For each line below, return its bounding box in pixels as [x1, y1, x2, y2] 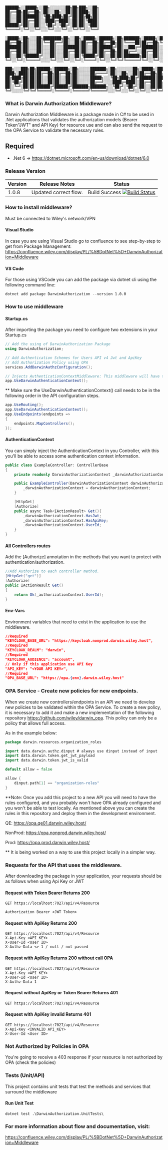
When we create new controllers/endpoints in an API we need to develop [5, 699, 155, 705]
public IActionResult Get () [5, 583, 64, 588]
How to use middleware [5, 303, 63, 310]
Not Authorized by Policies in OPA [5, 1042, 89, 1049]
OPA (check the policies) [5, 1059, 56, 1065]
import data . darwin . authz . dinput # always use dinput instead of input [5, 748, 157, 753]
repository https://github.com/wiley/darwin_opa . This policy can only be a [5, 714, 157, 721]
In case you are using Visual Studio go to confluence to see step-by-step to [5, 238, 161, 244]
